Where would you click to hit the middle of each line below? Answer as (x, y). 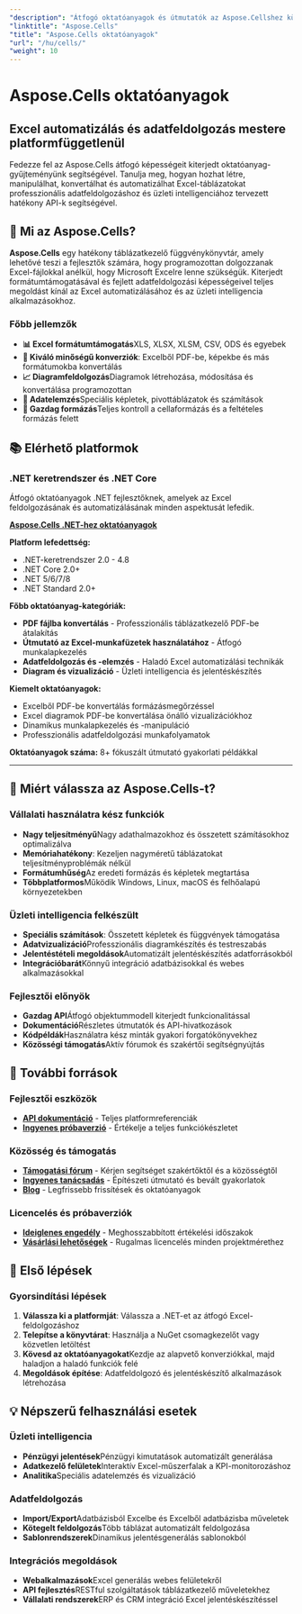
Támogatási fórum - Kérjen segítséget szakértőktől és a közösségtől (150, 1171)
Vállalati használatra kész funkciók (87, 814)
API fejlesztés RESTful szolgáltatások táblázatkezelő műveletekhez (146, 1590)
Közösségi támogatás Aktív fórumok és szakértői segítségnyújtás (143, 1045)
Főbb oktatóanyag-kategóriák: (68, 605)
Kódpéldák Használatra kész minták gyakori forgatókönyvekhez (140, 1035)
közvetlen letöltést (56, 1345)
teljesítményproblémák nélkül (77, 863)
